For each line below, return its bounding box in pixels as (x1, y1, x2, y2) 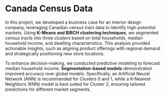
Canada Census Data (5, 3, 93, 14)
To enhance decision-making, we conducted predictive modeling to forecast (5, 60, 160, 66)
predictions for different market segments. (5, 86, 91, 92)
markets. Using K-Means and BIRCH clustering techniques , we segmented (5, 30, 159, 35)
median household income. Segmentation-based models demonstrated (5, 65, 152, 71)
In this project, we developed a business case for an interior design (5, 19, 141, 25)
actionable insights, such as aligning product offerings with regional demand (5, 45, 160, 51)
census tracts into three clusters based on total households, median (5, 35, 143, 41)
